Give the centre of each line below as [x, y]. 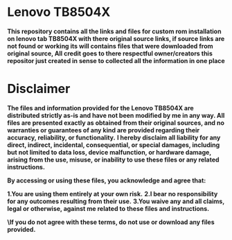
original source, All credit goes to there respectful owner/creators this [110, 53]
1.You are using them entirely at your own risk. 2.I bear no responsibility [113, 194]
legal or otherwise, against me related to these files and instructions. [108, 208]
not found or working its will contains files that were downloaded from [110, 46]
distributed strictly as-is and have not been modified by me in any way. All [116, 115]
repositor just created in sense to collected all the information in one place [116, 60]
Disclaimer [39, 89]
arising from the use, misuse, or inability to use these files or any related [113, 160]
